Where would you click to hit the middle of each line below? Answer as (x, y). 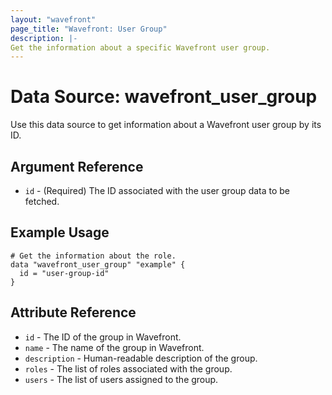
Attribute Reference (73, 312)
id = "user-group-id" (64, 273)
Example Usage (60, 232)
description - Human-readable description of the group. (141, 358)
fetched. (42, 201)
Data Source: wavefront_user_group (164, 97)
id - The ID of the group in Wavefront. (103, 337)
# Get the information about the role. (93, 256)
